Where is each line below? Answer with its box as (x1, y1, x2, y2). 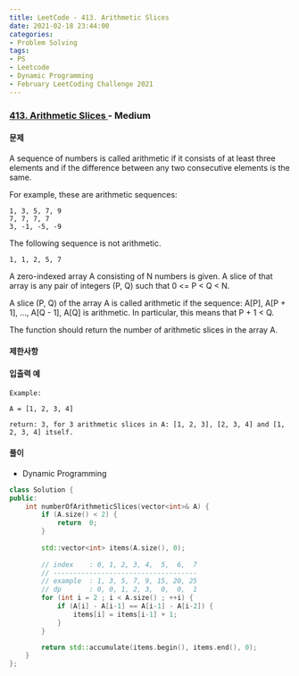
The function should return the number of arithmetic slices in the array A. (9, 324, 278, 335)
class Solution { (9, 485, 74, 494)
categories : (9, 30, 54, 38)
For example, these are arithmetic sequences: (9, 189, 178, 199)
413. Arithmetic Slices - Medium (9, 109, 152, 122)
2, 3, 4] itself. (9, 427, 74, 436)
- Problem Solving (9, 38, 78, 47)
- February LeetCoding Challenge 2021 (9, 80, 154, 89)
